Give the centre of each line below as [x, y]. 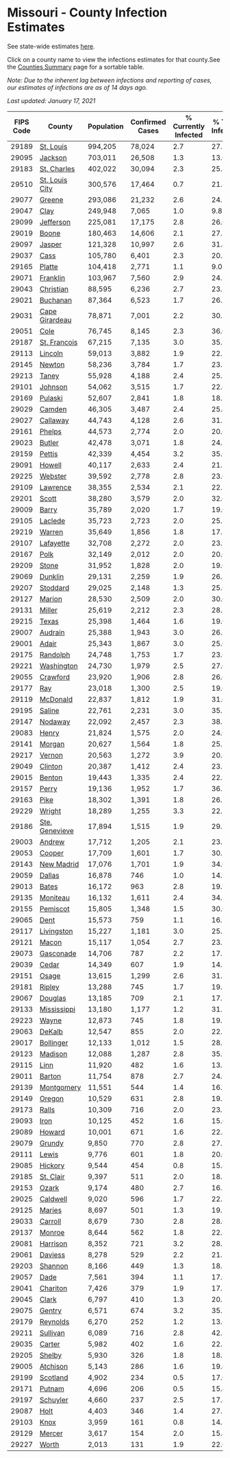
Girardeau [55, 319]
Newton [52, 364]
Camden [53, 409]
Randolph [55, 654]
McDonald [56, 699]
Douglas [53, 998]
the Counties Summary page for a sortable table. [76, 67]
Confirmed [148, 122]
